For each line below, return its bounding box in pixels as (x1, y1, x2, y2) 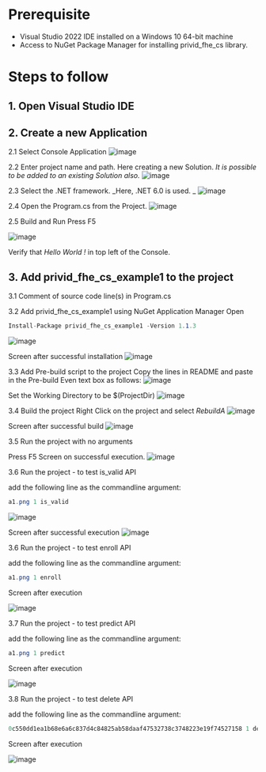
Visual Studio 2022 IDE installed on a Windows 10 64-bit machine (19, 32, 234, 41)
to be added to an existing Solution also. (8, 171, 140, 180)
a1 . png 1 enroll (8, 573, 62, 581)
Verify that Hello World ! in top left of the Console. (8, 248, 171, 257)
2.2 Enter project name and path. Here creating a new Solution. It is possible (8, 162, 257, 172)
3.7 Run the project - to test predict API (8, 619, 136, 628)
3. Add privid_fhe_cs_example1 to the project (8, 271, 234, 284)
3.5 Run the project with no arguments (8, 437, 133, 446)
